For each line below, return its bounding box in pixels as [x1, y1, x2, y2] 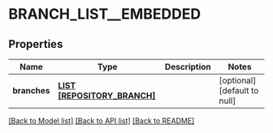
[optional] [219, 75, 257, 86]
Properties [8, 37, 63, 51]
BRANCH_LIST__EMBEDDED [8, 5, 201, 24]
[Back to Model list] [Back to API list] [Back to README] [8, 116, 195, 126]
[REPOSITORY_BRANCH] [58, 90, 156, 101]
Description [165, 62, 211, 72]
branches [12, 85, 50, 96]
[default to [219, 85, 259, 96]
